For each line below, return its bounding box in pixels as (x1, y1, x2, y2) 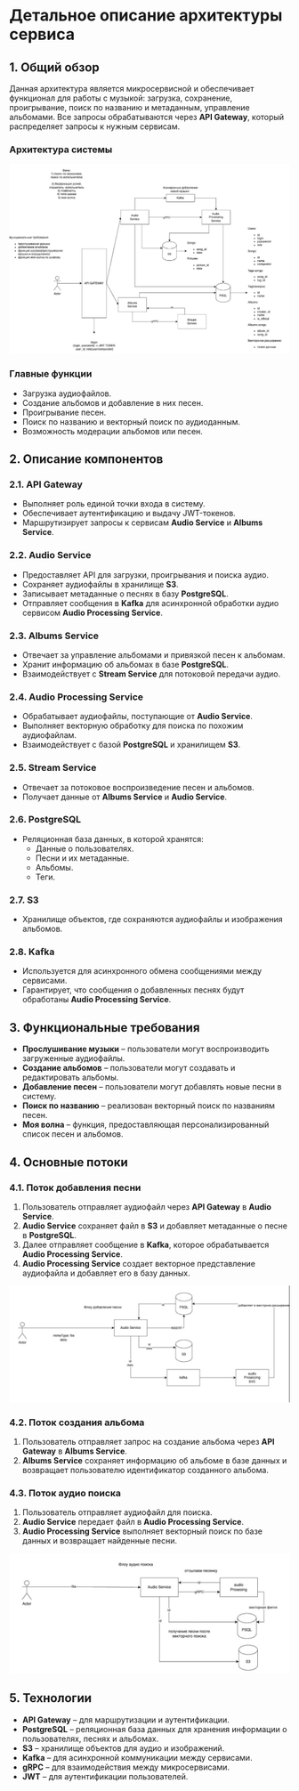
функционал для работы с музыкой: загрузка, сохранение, (9, 93, 233, 103)
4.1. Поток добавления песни (9, 1181, 141, 1194)
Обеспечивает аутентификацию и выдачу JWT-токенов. (21, 508, 236, 519)
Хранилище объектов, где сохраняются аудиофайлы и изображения (21, 914, 283, 925)
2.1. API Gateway (9, 478, 83, 490)
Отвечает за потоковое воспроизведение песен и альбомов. (21, 782, 255, 792)
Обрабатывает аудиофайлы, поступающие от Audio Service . (21, 711, 254, 722)
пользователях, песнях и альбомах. (21, 1733, 159, 1744)
